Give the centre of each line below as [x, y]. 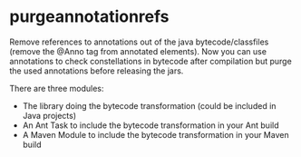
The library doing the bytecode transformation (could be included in [149, 105]
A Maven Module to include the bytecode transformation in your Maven [155, 134]
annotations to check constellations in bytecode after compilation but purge [150, 61]
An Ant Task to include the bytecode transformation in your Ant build [150, 125]
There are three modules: [57, 88]
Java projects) [49, 115]
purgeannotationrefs [89, 17]
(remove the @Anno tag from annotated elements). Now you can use [138, 51]
